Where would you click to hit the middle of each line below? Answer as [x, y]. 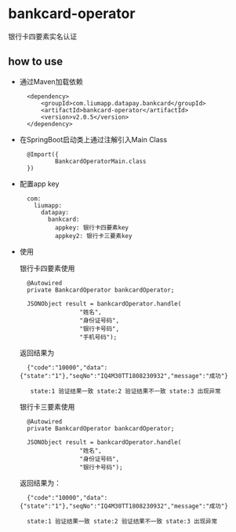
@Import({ [43, 154]
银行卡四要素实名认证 [42, 36]
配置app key [39, 183]
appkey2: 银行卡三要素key [93, 236]
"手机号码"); [98, 337]
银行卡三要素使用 [47, 406]
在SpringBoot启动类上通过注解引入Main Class [93, 139]
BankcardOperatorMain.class [100, 161]
